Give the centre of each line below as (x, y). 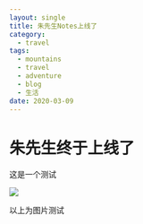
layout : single (38, 17)
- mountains (40, 59)
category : (28, 34)
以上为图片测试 (37, 211)
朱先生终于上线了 (72, 148)
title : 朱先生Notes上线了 (54, 26)
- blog (29, 84)
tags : (19, 51)
